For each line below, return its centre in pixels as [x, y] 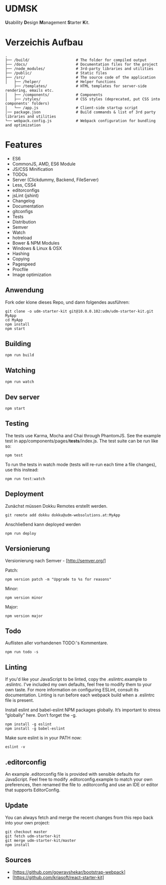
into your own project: [27, 822]
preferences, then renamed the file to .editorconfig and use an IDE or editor [82, 784]
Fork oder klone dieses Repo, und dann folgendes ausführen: [67, 302]
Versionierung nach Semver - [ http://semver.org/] [56, 560]
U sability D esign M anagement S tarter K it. [47, 22]
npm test [14, 455]
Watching [20, 370]
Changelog [23, 201]
